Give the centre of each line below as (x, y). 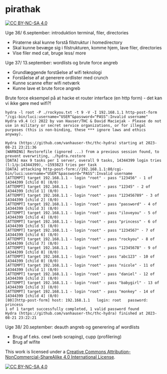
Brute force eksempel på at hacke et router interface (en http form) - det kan (84, 98)
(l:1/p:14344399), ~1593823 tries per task (51, 165)
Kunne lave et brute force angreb (46, 88)
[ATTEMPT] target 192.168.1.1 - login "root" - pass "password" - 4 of (81, 204)
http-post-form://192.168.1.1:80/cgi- (83, 169)
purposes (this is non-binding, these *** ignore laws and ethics (76, 130)
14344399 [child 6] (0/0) (32, 235)
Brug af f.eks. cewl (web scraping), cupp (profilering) (67, 337)
